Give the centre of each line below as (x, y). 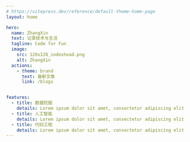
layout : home (22, 17)
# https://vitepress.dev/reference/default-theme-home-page (81, 11)
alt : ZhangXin (34, 60)
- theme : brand (35, 71)
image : (19, 49)
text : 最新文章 (38, 77)
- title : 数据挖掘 (32, 103)
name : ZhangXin (30, 33)
